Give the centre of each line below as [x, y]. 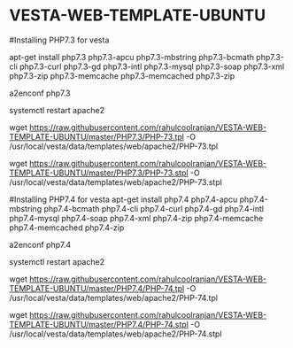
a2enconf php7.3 [40, 93]
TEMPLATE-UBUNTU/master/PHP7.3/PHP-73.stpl [99, 173]
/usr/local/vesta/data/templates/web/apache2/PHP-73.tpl [114, 146]
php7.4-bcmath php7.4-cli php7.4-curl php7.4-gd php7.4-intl [154, 208]
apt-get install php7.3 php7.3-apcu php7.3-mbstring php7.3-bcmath [132, 57]
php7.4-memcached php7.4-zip [67, 228]
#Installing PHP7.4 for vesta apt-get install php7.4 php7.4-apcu [123, 199]
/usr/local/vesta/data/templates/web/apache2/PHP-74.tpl [114, 298]
